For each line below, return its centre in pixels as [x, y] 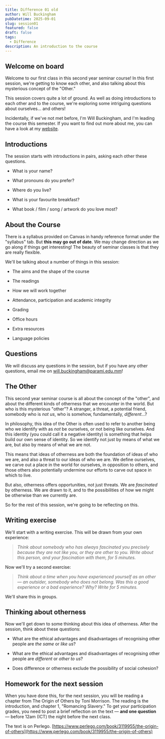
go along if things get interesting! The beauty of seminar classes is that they [82, 247]
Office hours [25, 319]
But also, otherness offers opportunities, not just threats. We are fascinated [81, 484]
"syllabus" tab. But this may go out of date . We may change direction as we [82, 242]
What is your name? [32, 171]
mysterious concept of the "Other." [41, 89]
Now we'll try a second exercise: [38, 567]
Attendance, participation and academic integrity [62, 300]
